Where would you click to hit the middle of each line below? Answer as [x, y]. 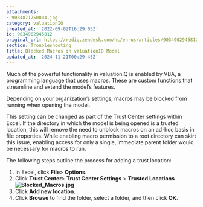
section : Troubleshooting [39, 46]
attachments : [23, 12]
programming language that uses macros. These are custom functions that [99, 80]
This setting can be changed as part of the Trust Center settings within [94, 116]
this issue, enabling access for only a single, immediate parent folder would [100, 142]
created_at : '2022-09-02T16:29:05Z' [52, 29]
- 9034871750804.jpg [32, 18]
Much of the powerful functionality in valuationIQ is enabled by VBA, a [94, 74]
